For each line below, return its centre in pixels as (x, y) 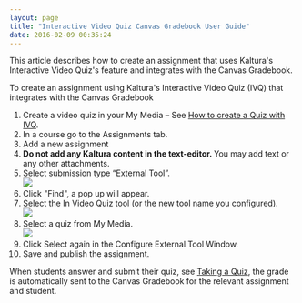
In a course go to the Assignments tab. (95, 135)
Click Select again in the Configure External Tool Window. (131, 244)
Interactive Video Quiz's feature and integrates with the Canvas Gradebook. (151, 70)
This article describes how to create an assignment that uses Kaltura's (141, 61)
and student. (33, 291)
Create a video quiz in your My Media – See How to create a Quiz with (154, 116)
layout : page (34, 18)
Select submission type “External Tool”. (96, 173)
